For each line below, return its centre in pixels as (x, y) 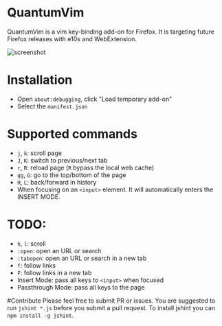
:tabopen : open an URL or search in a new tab (82, 258)
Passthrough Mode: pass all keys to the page (81, 287)
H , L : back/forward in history (57, 182)
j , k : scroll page (39, 153)
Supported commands (72, 134)
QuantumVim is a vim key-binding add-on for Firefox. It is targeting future (111, 32)
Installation (40, 80)
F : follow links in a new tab (54, 272)
